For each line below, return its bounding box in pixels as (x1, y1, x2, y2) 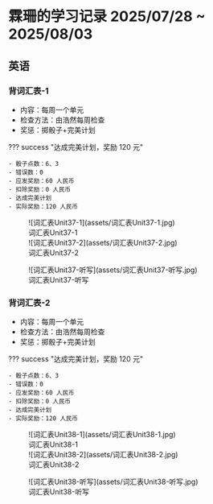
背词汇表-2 (8, 297, 51, 308)
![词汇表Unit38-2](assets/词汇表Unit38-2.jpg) (28, 450, 178, 460)
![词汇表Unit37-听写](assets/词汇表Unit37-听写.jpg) (28, 265, 199, 275)
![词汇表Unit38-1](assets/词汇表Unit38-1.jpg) (28, 430, 176, 440)
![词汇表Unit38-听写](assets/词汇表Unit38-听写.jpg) (28, 477, 199, 487)
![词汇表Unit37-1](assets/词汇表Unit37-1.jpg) (28, 217, 175, 227)
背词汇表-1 (8, 85, 50, 97)
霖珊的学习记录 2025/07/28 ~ (8, 7, 207, 26)
